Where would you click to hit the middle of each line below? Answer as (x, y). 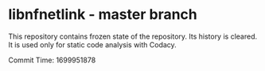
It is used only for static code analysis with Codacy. (92, 44)
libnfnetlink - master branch (103, 15)
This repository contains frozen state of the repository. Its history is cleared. (132, 36)
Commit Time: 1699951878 (52, 60)
